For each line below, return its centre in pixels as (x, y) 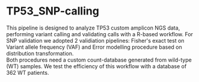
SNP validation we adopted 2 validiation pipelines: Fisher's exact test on (95, 40)
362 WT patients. (28, 72)
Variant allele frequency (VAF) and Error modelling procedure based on (94, 47)
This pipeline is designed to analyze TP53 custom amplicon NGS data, (93, 28)
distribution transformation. (40, 53)
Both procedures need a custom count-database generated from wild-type (99, 60)
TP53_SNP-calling (53, 11)
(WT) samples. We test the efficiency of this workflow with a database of (96, 66)
